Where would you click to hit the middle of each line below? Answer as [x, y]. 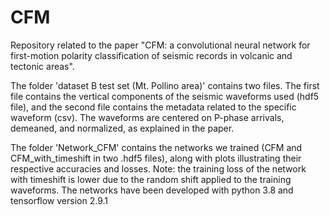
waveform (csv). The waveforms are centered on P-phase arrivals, [147, 117]
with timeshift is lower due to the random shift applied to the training [151, 179]
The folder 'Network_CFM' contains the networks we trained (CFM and [156, 147]
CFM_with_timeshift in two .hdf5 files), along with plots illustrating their [156, 158]
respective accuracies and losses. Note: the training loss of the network [158, 168]
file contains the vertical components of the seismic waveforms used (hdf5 [165, 96]
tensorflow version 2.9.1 [59, 200]
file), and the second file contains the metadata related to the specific [153, 107]
